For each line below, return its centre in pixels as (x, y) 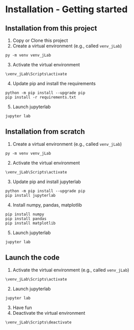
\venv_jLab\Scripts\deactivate (38, 322)
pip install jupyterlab (31, 195)
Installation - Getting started (66, 9)
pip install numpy (25, 214)
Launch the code (32, 258)
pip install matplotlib (31, 223)
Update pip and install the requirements (54, 83)
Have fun (22, 308)
